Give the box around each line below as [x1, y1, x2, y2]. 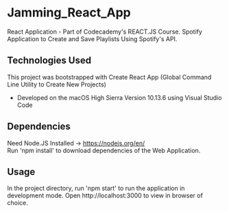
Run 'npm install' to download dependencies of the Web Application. [7, 146, 201, 154]
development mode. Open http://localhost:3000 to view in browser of [7, 191, 204, 200]
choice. [7, 199, 29, 207]
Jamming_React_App [7, 5, 132, 21]
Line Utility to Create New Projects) [7, 80, 106, 89]
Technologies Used [7, 55, 91, 67]
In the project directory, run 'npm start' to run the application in [7, 184, 185, 193]
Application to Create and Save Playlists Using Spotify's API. [7, 34, 178, 43]
